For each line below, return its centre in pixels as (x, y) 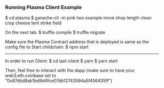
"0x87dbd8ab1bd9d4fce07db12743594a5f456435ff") (59, 81)
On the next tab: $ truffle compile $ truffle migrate (55, 33)
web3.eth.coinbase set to (31, 76)
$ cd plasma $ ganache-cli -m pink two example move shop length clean (78, 18)
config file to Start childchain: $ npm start (47, 47)
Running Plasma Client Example (43, 7)
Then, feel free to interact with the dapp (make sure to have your (70, 70)
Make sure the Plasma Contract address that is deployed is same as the (77, 42)
